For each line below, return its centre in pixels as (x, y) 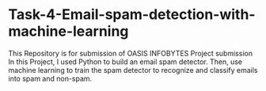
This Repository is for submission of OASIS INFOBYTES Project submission (131, 53)
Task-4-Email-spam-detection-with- (132, 15)
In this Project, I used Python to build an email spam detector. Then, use (125, 62)
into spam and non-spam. (50, 78)
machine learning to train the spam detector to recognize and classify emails (133, 70)
